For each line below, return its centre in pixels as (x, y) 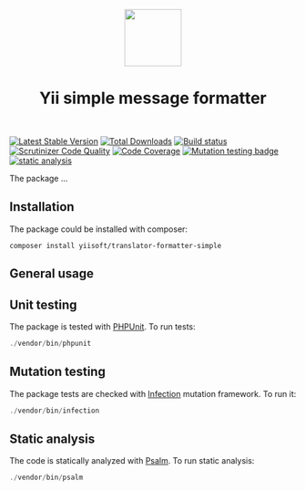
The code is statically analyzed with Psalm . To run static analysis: (132, 461)
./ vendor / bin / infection (55, 411)
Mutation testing (58, 372)
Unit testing (43, 304)
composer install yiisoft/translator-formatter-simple (116, 245)
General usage (51, 274)
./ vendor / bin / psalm (46, 478)
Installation (42, 207)
